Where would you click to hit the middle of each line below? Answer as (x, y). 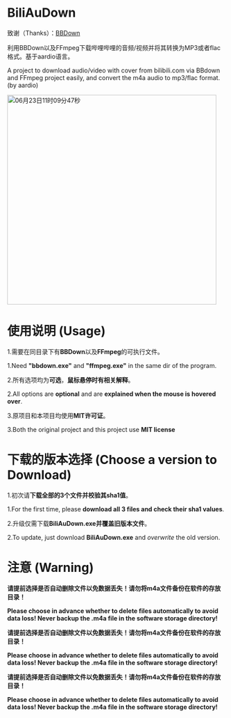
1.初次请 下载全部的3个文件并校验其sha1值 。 (69, 495)
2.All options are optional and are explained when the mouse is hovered (112, 394)
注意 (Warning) (51, 568)
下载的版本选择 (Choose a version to (112, 460)
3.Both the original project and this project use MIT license (91, 429)
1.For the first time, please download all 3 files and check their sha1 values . (116, 509)
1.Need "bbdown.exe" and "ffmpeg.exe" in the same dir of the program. (112, 365)
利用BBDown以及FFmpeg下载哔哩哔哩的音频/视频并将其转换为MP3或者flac (114, 47)
